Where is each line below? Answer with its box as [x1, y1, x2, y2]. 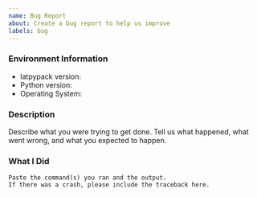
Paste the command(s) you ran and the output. [8, 174, 167, 182]
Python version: [19, 80, 72, 89]
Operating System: [19, 88, 83, 98]
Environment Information [8, 53, 108, 64]
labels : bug [8, 27, 48, 35]
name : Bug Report [8, 11, 67, 20]
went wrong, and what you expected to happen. [8, 135, 167, 145]
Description [8, 109, 55, 120]
